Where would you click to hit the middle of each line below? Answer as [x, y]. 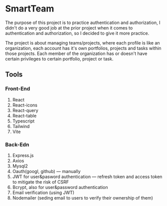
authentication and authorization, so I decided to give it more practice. [77, 33]
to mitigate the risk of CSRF [40, 182]
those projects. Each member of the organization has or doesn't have [76, 53]
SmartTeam [30, 9]
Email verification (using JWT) [43, 192]
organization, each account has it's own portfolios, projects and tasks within [83, 48]
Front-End [18, 89]
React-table [24, 115]
